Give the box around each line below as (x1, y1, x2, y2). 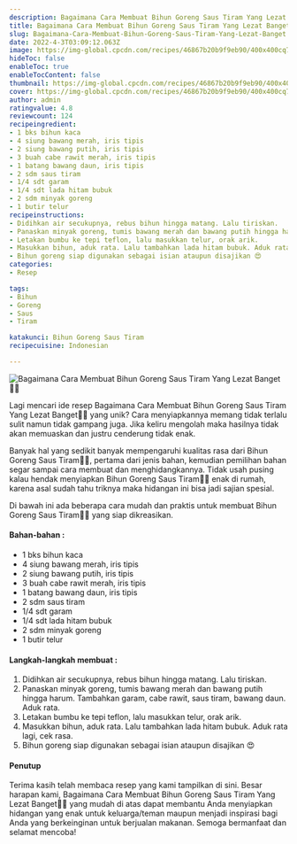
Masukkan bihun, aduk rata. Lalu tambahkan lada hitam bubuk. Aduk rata (21, 721, 289, 732)
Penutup (9, 760, 42, 770)
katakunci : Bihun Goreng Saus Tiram (9, 333, 144, 342)
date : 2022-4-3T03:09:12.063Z (9, 37, 121, 47)
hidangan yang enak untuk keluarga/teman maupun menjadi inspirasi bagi (9, 808, 278, 819)
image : (9, 46, 34, 55)
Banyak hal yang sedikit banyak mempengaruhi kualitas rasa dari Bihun (9, 445, 268, 456)
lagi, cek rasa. (21, 731, 73, 741)
